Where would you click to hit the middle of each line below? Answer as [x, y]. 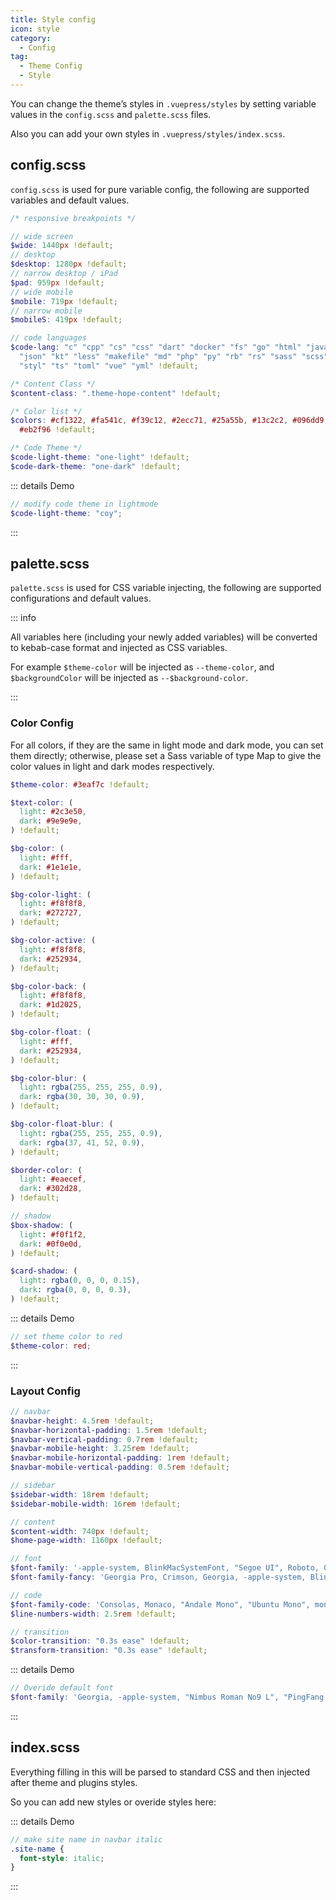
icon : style [35, 29]
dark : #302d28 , [51, 1189]
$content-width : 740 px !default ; [80, 1531]
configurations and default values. [81, 598]
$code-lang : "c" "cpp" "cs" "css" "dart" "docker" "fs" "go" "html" [156, 347]
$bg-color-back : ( [48, 986]
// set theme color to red [66, 1336]
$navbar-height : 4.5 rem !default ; [82, 1421]
